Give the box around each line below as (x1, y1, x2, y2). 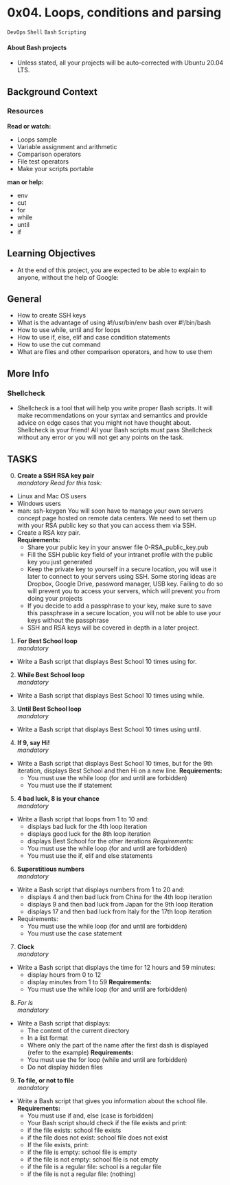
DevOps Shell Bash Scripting (7, 29, 87, 36)
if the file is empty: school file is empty (27, 1148, 137, 1156)
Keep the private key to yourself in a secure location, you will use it (27, 565, 217, 573)
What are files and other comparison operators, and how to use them (16, 348, 213, 356)
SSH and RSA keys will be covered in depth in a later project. (27, 623, 199, 632)
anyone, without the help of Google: (16, 273, 119, 281)
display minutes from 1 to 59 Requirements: (27, 977, 152, 986)
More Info (7, 368, 49, 379)
